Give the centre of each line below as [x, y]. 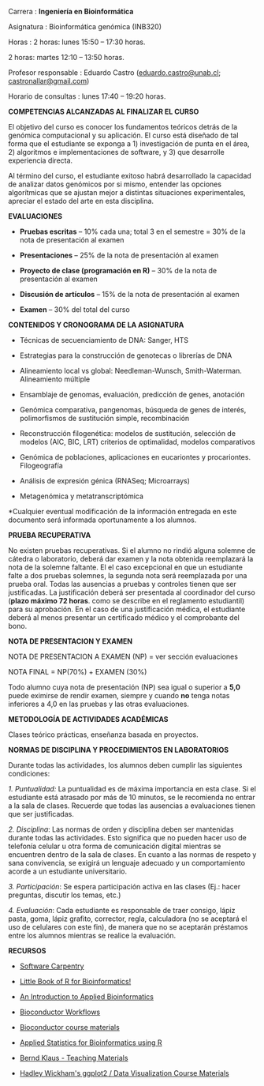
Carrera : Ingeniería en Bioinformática [71, 11]
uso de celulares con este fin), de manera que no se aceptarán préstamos [128, 927]
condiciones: [29, 774]
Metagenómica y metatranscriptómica [82, 496]
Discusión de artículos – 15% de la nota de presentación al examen [129, 294]
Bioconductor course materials [69, 1027]
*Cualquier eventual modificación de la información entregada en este [123, 511]
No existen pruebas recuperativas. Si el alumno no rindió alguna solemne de [132, 551]
